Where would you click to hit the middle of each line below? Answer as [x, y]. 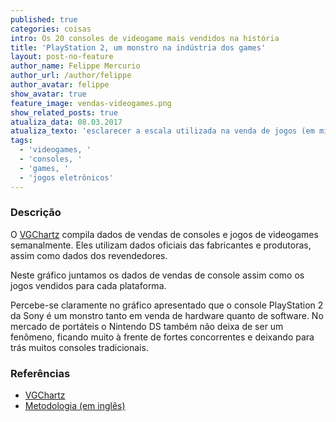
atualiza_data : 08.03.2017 [66, 122]
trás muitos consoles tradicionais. [79, 347]
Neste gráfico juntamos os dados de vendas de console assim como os [157, 275]
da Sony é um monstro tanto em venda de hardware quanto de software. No [167, 315]
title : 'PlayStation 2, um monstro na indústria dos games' [138, 47]
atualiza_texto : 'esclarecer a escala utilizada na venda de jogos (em [162, 131]
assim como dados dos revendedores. [89, 255]
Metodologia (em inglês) [75, 406]
